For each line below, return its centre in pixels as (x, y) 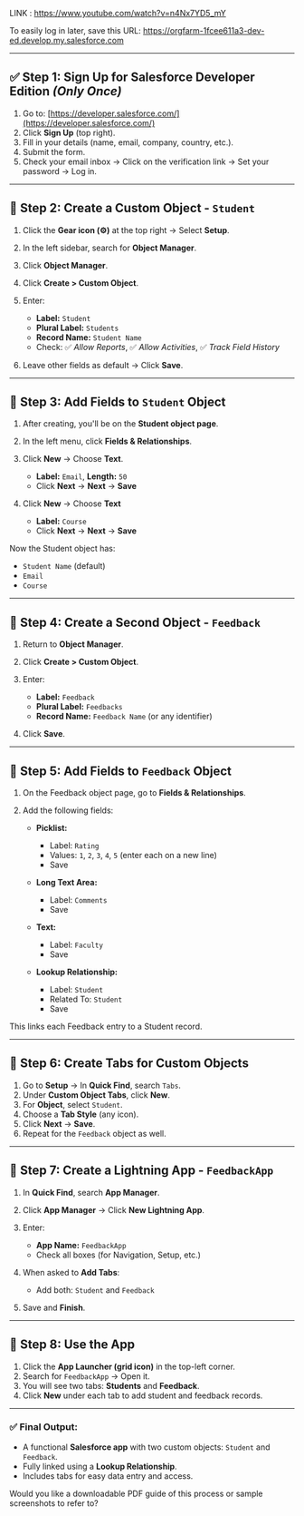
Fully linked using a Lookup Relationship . (100, 1466)
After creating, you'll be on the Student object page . (120, 424)
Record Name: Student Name (89, 337)
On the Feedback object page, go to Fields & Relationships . (134, 793)
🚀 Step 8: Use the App (72, 1345)
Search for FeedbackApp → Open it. (86, 1376)
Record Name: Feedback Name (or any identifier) (124, 717)
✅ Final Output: (44, 1427)
